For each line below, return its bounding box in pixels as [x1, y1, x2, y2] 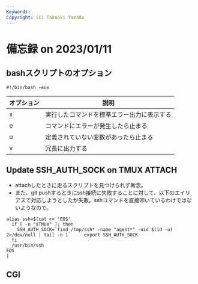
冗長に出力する [45, 144, 88, 152]
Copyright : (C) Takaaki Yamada [6, 14, 85, 20]
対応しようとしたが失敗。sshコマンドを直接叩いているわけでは [31, 197, 187, 204]
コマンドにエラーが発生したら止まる [45, 122, 148, 130]
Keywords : [6, 8, 31, 15]
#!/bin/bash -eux [6, 84, 50, 90]
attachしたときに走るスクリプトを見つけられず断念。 [14, 182, 147, 189]
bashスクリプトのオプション [6, 68, 112, 78]
